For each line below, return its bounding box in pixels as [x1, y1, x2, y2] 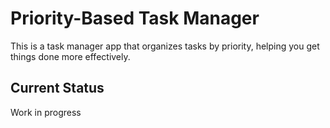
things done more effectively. [10, 50, 131, 62]
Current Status [10, 80, 105, 97]
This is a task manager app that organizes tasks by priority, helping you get [10, 40, 320, 52]
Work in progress [10, 106, 82, 118]
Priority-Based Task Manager [10, 7, 260, 30]
